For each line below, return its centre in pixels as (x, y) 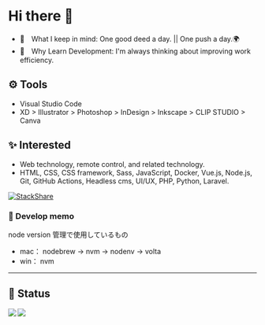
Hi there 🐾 (41, 16)
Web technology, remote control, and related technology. (112, 164)
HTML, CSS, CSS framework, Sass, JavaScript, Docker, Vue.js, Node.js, (136, 172)
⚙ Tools (28, 85)
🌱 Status (30, 294)
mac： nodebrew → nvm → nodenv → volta (90, 251)
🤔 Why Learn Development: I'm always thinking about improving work (135, 51)
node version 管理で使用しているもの (68, 235)
